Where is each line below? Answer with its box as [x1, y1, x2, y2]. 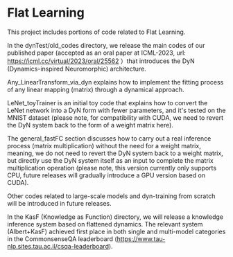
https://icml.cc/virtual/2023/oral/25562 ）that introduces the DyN [7, 57, 196, 65]
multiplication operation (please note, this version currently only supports [7, 163, 217, 172]
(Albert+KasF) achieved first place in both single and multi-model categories [7, 227, 226, 236]
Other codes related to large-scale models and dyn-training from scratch [7, 192, 216, 200]
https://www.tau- [116, 234, 166, 243]
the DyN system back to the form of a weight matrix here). [7, 121, 173, 129]
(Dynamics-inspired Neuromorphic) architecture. [7, 64, 147, 73]
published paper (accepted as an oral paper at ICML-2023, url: [7, 48, 186, 57]
